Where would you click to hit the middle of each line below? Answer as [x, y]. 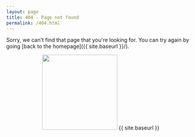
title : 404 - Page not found [43, 17]
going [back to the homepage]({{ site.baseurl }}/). [68, 46]
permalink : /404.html [33, 23]
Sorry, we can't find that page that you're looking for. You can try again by [98, 40]
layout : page [22, 12]
